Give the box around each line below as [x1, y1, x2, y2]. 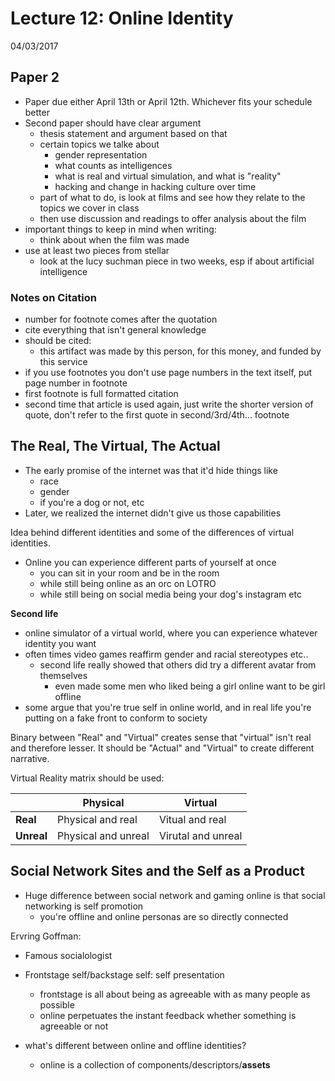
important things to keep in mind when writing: [24, 223, 217, 235]
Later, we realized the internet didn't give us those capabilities [24, 507, 282, 519]
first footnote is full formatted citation [24, 388, 179, 400]
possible [39, 998, 75, 1011]
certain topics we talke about [39, 138, 160, 150]
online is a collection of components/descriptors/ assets [39, 1058, 271, 1071]
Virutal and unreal [158, 828, 243, 842]
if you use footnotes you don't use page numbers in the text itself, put [24, 367, 313, 379]
